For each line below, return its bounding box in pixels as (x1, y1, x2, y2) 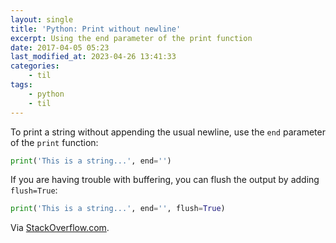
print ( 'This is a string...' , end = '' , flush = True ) (10, 204, 226, 214)
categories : (10, 61, 60, 71)
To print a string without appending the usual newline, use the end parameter (10, 126, 326, 138)
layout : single (10, 14, 74, 25)
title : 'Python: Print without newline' (10, 24, 182, 34)
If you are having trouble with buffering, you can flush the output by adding (10, 174, 320, 186)
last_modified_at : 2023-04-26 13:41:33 (10, 52, 177, 62)
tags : (10, 80, 33, 90)
